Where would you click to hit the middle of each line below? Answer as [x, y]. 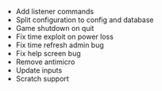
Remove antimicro [45, 62]
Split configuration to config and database [85, 20]
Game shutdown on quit [55, 28]
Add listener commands [54, 11]
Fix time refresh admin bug [60, 45]
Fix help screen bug [48, 53]
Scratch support [42, 79]
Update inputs [39, 70]
